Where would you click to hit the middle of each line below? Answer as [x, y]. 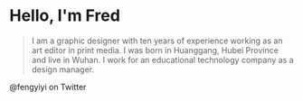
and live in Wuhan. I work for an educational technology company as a [162, 60]
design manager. [63, 69]
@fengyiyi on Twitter [48, 87]
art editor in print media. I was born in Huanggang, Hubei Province [155, 50]
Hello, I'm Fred [65, 16]
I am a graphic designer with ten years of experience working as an [157, 41]
